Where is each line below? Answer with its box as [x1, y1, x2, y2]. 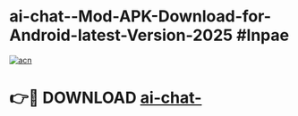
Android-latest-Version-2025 [9, 25, 234, 46]
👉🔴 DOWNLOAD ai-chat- [9, 87, 202, 108]
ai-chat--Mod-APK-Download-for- [9, 6, 271, 27]
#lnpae [235, 25, 289, 46]
